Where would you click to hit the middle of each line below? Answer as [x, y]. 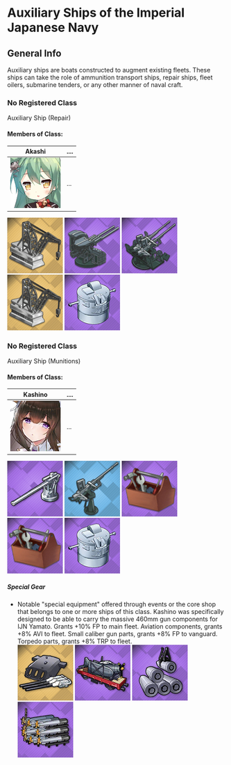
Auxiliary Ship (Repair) [39, 118]
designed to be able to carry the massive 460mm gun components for [118, 619]
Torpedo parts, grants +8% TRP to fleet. [75, 641]
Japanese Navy [53, 27]
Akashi [36, 151]
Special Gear [26, 587]
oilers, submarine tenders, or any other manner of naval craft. [95, 85]
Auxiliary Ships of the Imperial [96, 13]
